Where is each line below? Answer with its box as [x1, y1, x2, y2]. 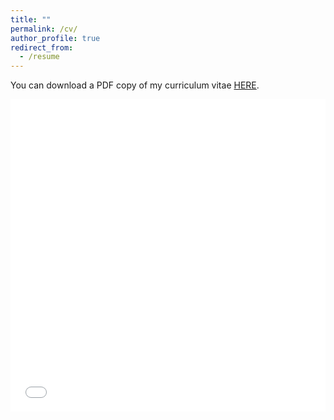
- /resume [19, 52, 60, 62]
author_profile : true [10, 33, 101, 43]
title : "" [10, 14, 52, 25]
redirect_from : [10, 42, 74, 53]
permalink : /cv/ [10, 24, 78, 34]
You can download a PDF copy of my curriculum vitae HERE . [10, 79, 260, 91]
